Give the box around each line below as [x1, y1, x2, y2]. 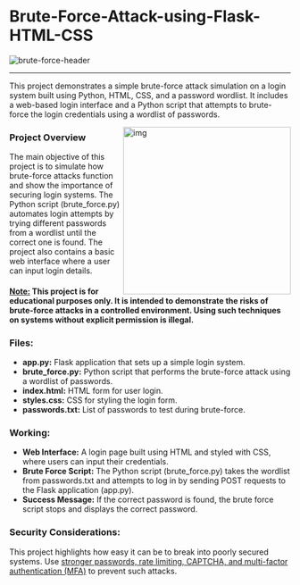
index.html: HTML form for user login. [21, 386, 163, 397]
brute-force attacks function [9, 171, 113, 181]
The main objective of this [9, 152, 105, 163]
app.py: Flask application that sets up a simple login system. [21, 357, 246, 368]
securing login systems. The [9, 189, 113, 200]
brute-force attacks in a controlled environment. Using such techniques [9, 305, 281, 315]
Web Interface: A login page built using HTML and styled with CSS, [21, 447, 271, 457]
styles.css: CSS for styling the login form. [21, 395, 178, 405]
